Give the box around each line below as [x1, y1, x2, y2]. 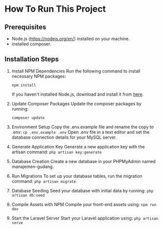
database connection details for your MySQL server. [11, 134, 117, 140]
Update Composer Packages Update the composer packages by [11, 101, 142, 106]
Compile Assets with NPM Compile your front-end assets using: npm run [11, 201, 157, 207]
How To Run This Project [4, 3, 106, 15]
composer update [11, 115, 45, 120]
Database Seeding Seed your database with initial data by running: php [11, 187, 154, 193]
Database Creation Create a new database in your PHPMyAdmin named [11, 158, 156, 164]
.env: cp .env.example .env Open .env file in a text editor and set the [11, 129, 150, 135]
